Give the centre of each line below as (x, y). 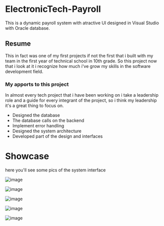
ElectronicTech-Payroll (53, 9)
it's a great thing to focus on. (34, 106)
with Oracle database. (28, 28)
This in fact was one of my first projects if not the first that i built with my (79, 56)
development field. (24, 71)
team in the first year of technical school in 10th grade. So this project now (81, 61)
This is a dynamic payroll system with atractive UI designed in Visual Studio (82, 23)
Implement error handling (38, 126)
